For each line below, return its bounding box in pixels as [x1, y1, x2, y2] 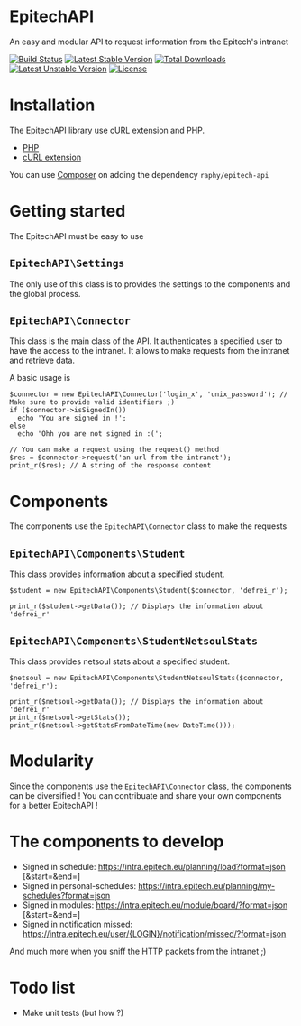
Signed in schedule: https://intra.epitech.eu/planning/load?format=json [22, 861, 286, 872]
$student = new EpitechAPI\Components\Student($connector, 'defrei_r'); [9, 587, 288, 596]
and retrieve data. [9, 355, 75, 366]
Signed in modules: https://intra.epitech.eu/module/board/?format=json [22, 900, 288, 910]
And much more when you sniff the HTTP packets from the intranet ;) [9, 946, 267, 957]
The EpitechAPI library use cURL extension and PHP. [9, 125, 205, 135]
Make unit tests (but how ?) [22, 1007, 124, 1018]
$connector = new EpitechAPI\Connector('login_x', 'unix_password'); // [9, 390, 288, 399]
